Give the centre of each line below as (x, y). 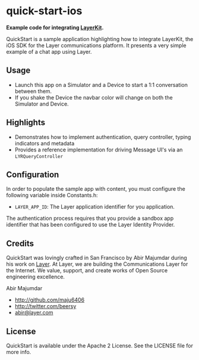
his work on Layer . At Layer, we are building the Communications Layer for (97, 264)
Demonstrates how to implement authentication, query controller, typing (103, 137)
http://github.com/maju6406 (50, 300)
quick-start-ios (44, 11)
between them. (33, 91)
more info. (19, 352)
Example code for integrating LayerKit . (55, 27)
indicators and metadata (45, 143)
